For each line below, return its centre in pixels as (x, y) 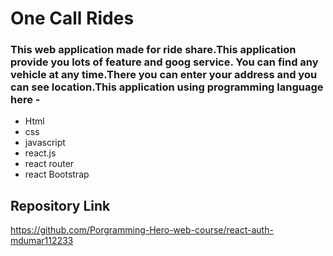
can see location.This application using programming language (167, 87)
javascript (45, 143)
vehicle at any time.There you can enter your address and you (164, 75)
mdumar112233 (42, 241)
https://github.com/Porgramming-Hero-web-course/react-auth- (142, 230)
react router (49, 164)
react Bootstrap (57, 174)
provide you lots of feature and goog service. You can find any (164, 62)
